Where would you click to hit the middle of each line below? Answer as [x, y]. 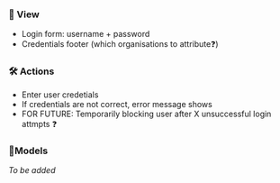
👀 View [24, 14]
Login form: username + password [86, 34]
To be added [32, 169]
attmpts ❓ [39, 124]
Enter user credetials [60, 95]
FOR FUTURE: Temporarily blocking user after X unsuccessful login [146, 114]
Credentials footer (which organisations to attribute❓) [120, 44]
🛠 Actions [32, 71]
